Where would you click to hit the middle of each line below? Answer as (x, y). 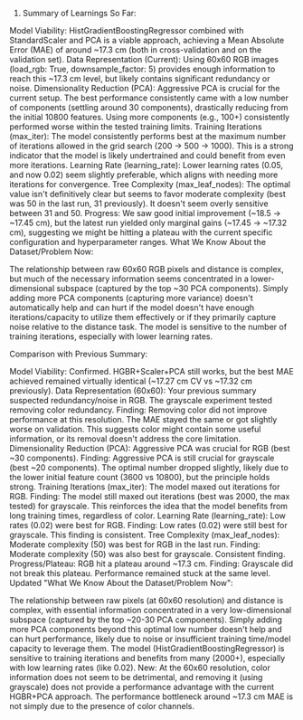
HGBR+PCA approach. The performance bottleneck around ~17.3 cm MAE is (151, 696)
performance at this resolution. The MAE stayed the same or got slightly (143, 419)
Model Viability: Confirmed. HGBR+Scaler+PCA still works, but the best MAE (151, 371)
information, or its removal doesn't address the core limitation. (125, 439)
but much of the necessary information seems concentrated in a (129, 279)
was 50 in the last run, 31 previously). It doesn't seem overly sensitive (139, 204)
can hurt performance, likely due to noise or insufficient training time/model (150, 639)
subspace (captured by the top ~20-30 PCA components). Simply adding (146, 620)
